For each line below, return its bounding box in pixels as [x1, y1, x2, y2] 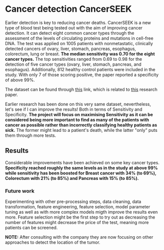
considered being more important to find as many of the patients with [5, 117, 149, 123]
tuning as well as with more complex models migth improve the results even [5, 209, 158, 215]
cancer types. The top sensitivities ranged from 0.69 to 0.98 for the [5, 56, 142, 62]
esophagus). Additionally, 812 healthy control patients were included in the [5, 66, 156, 72]
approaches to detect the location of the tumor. [5, 239, 100, 246]
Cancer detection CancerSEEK [5, 3, 132, 15]
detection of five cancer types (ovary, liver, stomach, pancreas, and [5, 61, 142, 67]
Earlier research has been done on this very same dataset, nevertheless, [5, 101, 151, 107]
